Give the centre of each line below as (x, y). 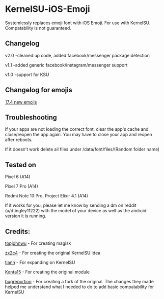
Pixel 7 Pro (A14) (22, 187)
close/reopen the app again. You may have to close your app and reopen (79, 135)
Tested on (21, 165)
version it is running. (26, 216)
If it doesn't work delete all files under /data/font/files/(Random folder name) (82, 149)
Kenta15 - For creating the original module (47, 272)
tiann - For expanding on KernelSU (40, 262)
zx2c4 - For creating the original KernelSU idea (53, 253)
